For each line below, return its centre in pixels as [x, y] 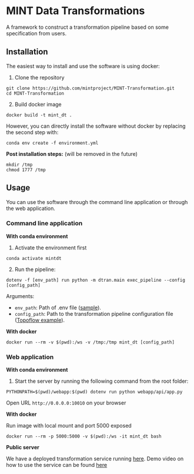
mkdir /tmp [19, 165]
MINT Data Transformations [76, 11]
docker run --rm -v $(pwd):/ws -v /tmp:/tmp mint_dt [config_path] [91, 342]
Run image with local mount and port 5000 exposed [69, 426]
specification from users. [36, 33]
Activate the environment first [51, 248]
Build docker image [38, 104]
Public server [23, 448]
